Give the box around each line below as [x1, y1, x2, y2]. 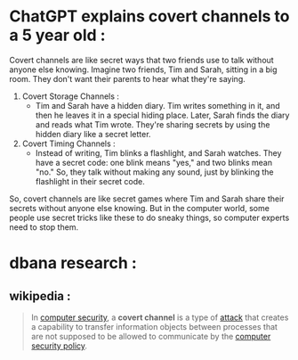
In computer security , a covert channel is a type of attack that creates [30, 312, 289, 323]
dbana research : [9, 253, 138, 274]
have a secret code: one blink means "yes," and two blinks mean [35, 157, 273, 168]
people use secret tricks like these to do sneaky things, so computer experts [9, 212, 290, 223]
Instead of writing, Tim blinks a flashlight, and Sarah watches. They [35, 147, 282, 158]
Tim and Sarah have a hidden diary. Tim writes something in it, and [35, 100, 280, 110]
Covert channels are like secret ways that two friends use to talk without [9, 54, 274, 65]
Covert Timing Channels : [21, 138, 116, 149]
